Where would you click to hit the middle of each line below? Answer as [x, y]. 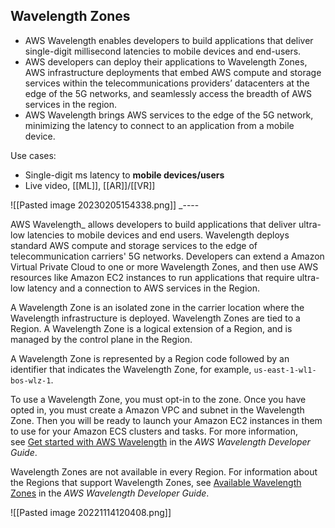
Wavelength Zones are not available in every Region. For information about [164, 471]
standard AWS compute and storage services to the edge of [134, 245]
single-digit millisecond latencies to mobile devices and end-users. [163, 51]
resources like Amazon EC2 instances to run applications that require [152, 277]
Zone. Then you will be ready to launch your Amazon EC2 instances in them [166, 420]
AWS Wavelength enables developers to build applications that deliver [169, 40]
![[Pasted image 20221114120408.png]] [91, 512]
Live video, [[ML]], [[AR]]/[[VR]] [90, 185]
